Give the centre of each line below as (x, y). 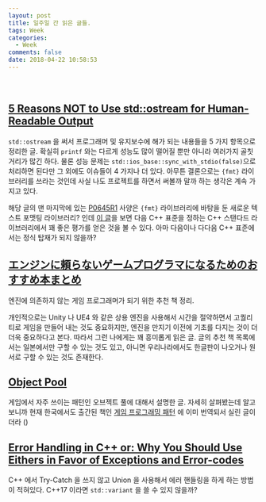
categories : (28, 38)
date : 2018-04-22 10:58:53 (53, 60)
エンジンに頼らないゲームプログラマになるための (128, 265)
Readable (32, 121)
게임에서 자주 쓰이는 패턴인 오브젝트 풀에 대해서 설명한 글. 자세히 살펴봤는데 (125, 402)
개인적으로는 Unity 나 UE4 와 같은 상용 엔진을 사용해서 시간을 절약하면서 (120, 317)
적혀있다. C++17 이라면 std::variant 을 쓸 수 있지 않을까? (107, 490)
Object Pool (38, 382)
